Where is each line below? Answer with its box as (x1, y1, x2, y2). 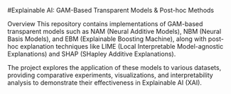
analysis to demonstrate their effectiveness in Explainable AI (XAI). (7, 78, 203, 87)
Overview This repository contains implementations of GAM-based (7, 20, 203, 28)
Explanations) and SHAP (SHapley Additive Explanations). (7, 49, 176, 58)
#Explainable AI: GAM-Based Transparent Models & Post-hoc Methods (7, 6, 215, 14)
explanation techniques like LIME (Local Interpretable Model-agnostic (20, 42, 224, 50)
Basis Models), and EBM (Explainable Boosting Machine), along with (7, 35, 207, 43)
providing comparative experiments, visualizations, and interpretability (7, 71, 213, 79)
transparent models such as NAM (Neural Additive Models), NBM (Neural (7, 28, 222, 35)
